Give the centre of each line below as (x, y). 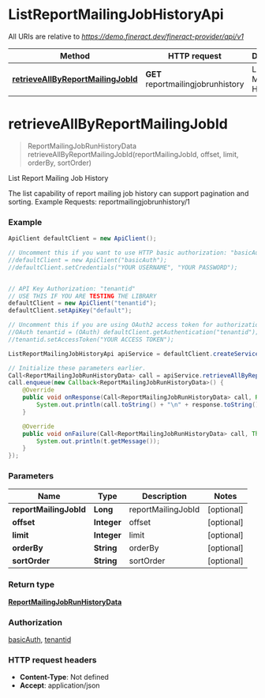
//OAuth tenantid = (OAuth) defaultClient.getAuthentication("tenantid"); (134, 332)
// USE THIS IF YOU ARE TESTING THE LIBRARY (82, 296)
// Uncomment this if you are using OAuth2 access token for (111, 325)
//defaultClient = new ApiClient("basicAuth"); (88, 260)
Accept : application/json (60, 685)
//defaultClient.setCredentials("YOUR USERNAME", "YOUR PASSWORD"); (123, 267)
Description (164, 497)
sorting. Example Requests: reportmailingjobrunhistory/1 (99, 201)
